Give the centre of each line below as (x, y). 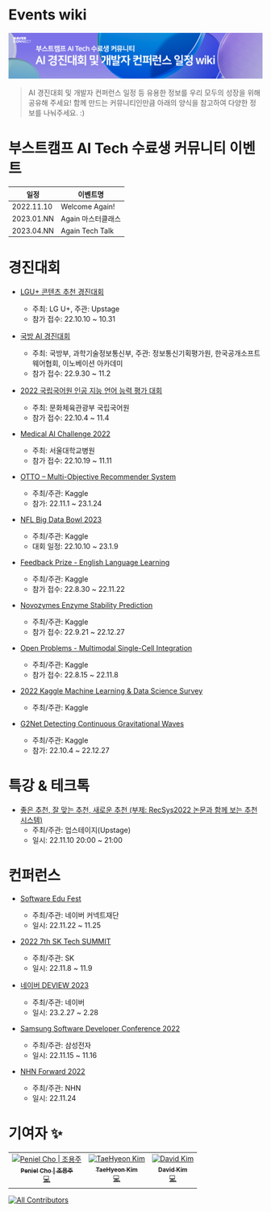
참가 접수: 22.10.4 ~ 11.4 (71, 418)
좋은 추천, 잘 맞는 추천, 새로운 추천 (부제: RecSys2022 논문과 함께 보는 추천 (139, 810)
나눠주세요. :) (64, 112)
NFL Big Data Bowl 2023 (61, 520)
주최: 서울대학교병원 (63, 451)
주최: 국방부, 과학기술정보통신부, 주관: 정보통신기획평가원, (123, 353)
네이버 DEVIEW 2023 (54, 985)
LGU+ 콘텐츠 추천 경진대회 (62, 292)
